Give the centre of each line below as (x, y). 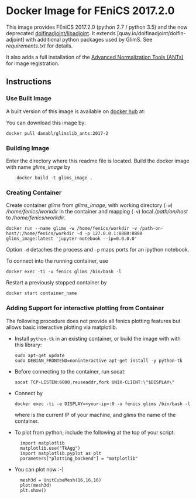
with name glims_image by (38, 167)
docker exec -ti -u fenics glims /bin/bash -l (64, 272)
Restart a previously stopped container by (56, 283)
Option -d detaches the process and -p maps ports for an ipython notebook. (98, 250)
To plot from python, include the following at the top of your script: (95, 432)
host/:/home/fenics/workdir (40, 234)
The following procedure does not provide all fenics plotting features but (93, 321)
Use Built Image (29, 99)
